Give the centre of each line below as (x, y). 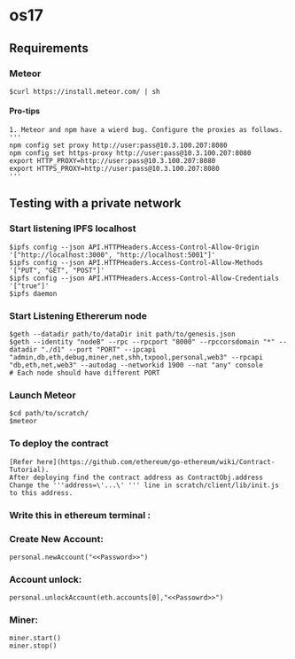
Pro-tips (25, 111)
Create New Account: (56, 539)
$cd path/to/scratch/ (49, 414)
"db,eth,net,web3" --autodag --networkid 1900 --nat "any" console (136, 365)
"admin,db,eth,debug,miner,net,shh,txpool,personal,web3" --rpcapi (136, 358)
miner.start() (35, 639)
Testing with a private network (95, 203)
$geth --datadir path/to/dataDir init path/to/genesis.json (123, 334)
